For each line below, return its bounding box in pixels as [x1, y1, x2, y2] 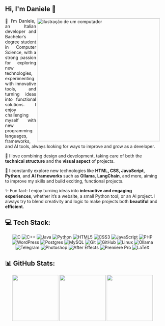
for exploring [5, 59, 36, 65]
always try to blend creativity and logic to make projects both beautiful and [5, 198, 158, 204]
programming [5, 127, 33, 133]
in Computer [5, 44, 36, 50]
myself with [5, 117, 36, 123]
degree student [5, 39, 36, 45]
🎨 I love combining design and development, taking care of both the [5, 153, 142, 159]
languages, [5, 133, 28, 139]
